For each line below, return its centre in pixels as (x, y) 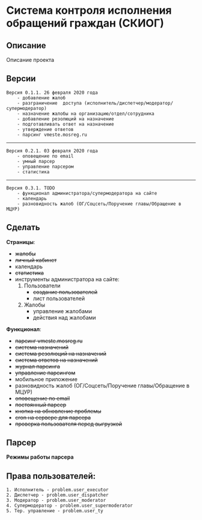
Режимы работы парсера (40, 457)
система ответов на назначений (56, 360)
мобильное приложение (46, 379)
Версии (21, 79)
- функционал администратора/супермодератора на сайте (87, 193)
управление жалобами (62, 311)
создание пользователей (65, 292)
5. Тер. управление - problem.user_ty (55, 511)
